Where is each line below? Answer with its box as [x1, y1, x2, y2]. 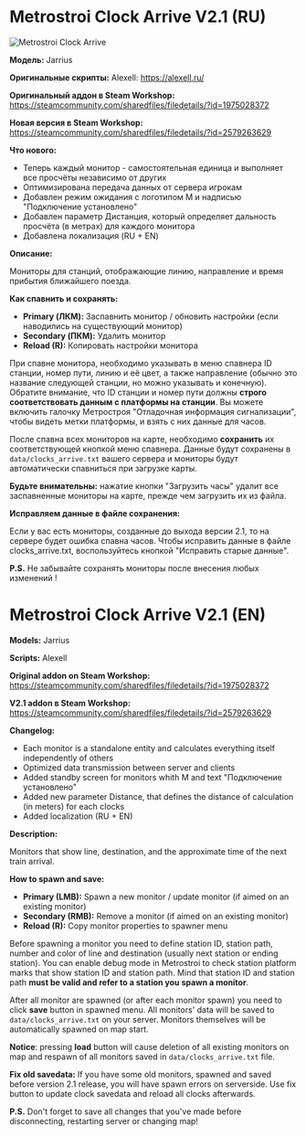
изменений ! [9, 572, 58, 583]
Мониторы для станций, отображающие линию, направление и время [9, 265, 284, 276]
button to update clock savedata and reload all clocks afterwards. [9, 1088, 256, 1099]
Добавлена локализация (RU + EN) [22, 230, 160, 241]
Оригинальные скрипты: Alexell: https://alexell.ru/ [9, 71, 205, 83]
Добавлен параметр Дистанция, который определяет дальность [22, 210, 277, 221]
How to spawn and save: [9, 873, 105, 884]
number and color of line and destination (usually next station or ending [9, 948, 279, 959]
